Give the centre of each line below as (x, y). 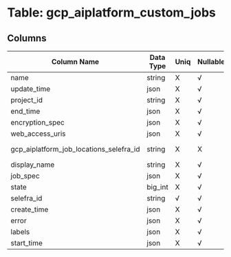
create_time (30, 209)
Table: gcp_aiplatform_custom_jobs (112, 13)
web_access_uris (38, 134)
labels (20, 232)
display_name (33, 165)
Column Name (75, 62)
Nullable (211, 62)
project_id (27, 100)
